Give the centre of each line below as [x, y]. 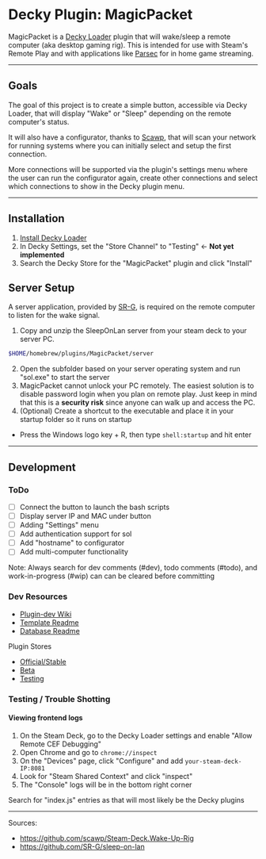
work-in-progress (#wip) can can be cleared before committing [112, 576]
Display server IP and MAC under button [85, 516]
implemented [42, 255]
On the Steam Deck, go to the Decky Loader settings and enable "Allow [136, 735]
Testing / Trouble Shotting [59, 699]
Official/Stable [43, 662]
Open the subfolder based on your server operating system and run [130, 369]
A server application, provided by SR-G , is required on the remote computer [132, 307]
